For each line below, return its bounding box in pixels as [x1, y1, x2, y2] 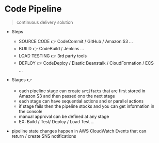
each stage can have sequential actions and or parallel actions [18, 98, 144, 104]
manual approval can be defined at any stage [18, 114, 110, 119]
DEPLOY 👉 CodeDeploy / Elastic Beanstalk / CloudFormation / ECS [18, 60, 154, 66]
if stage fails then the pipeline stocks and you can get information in [18, 103, 155, 109]
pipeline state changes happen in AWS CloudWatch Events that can [11, 128, 146, 134]
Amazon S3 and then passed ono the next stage [18, 93, 115, 99]
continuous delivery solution [16, 19, 73, 25]
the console [18, 108, 43, 114]
